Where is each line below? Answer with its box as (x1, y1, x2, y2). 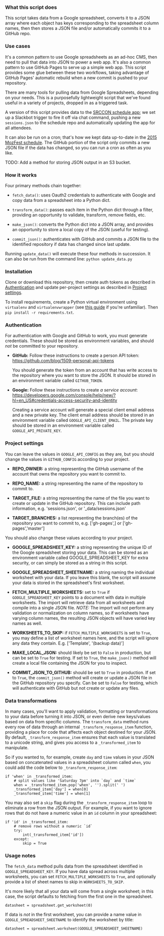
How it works (5, 172, 37, 178)
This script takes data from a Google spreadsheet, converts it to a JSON (5, 15, 150, 21)
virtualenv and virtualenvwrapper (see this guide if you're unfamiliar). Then (5, 305, 158, 310)
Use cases (5, 43, 31, 50)
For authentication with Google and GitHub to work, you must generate (5, 333, 147, 339)
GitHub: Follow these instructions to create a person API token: (12, 352, 140, 358)
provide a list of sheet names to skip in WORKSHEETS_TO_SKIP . (5, 879, 124, 885)
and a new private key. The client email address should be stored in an (12, 412, 154, 418)
